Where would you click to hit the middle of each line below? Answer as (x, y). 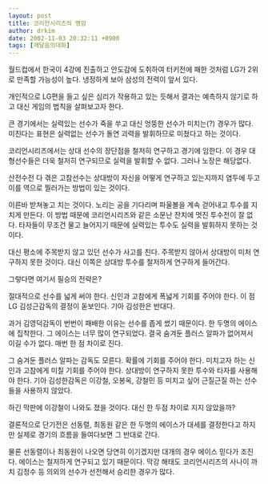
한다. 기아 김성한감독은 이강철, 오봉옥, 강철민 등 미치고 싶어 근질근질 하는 (129, 380)
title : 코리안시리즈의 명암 (47, 23)
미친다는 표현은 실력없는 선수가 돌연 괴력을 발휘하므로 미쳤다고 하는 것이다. (125, 134)
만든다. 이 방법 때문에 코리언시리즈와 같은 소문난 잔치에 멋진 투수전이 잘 (134, 215)
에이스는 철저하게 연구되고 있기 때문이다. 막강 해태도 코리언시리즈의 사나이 (134, 462)
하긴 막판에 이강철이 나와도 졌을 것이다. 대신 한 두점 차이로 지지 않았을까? (122, 408)
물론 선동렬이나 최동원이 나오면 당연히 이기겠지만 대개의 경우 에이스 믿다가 (124, 452)
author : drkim (32, 31)
